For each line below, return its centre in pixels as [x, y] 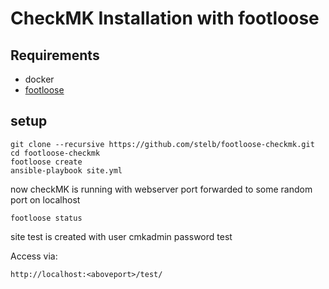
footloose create [46, 162]
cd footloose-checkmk [55, 153]
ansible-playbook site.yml [66, 170]
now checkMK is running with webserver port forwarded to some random [161, 189]
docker [39, 79]
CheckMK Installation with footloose [165, 18]
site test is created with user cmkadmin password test [121, 236]
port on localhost [45, 199]
